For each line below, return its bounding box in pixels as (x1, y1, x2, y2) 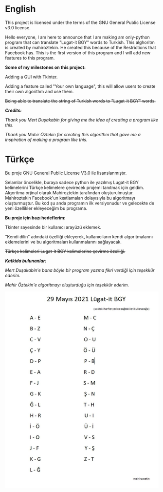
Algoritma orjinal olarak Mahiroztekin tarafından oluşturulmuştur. (5, 189, 134, 196)
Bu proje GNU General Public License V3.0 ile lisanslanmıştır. (5, 170, 127, 176)
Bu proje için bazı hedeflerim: (5, 215, 66, 221)
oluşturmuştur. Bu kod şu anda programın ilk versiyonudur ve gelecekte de (5, 200, 155, 206)
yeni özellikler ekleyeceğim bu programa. (5, 205, 88, 211)
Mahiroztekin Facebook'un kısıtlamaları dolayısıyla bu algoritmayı (5, 195, 135, 201)
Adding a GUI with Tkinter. (5, 74, 58, 80)
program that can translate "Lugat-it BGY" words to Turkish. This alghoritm (5, 39, 155, 45)
